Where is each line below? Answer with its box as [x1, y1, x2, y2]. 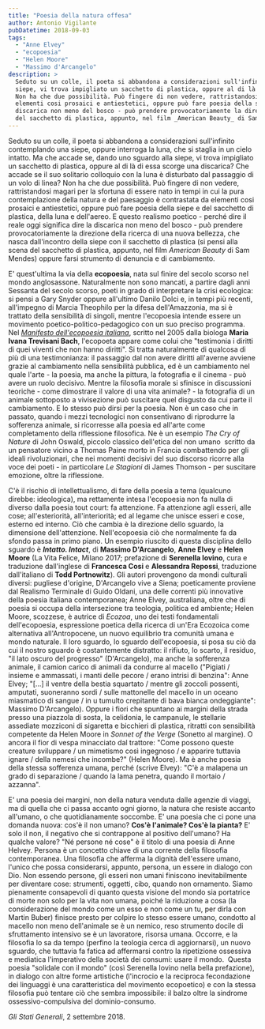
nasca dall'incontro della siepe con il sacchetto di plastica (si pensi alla [8, 236, 238, 246]
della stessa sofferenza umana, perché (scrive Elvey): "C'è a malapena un [8, 763, 248, 772]
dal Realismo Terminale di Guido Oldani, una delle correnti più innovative [8, 586, 244, 596]
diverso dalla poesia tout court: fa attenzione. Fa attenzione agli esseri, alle [8, 503, 252, 512]
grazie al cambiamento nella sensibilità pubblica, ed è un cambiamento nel [8, 361, 250, 371]
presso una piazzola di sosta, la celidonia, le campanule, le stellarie [8, 712, 226, 722]
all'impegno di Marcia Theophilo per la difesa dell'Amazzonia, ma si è [8, 302, 233, 312]
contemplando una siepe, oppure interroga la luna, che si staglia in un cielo [8, 144, 252, 154]
